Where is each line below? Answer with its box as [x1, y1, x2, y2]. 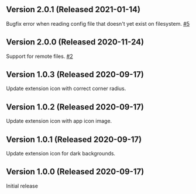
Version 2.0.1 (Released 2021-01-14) [6, 5, 140, 15]
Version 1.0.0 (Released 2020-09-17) [6, 167, 145, 177]
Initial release [6, 182, 38, 189]
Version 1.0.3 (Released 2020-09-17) [6, 70, 145, 79]
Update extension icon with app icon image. [6, 117, 112, 124]
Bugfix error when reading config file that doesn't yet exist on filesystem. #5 [6, 20, 190, 27]
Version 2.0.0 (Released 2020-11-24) [6, 37, 145, 47]
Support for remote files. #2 [6, 53, 73, 60]
